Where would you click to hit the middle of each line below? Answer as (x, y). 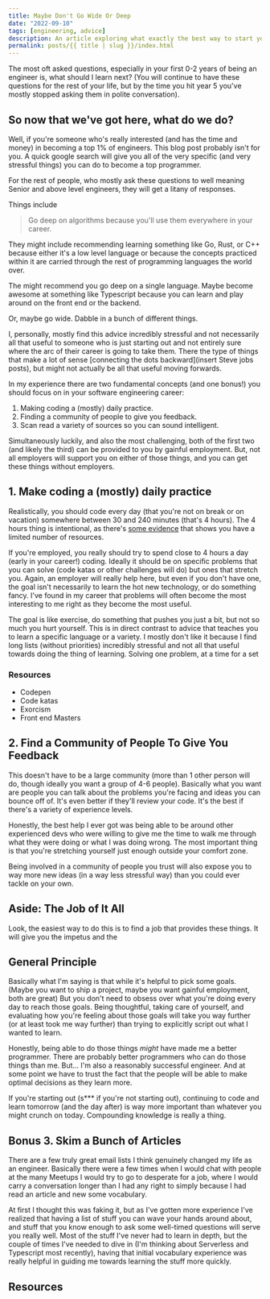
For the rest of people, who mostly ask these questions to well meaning (127, 180)
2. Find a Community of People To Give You (119, 743)
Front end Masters (50, 718)
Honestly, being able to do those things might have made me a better (123, 1048)
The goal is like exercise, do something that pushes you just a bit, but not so (134, 619)
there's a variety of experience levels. (71, 809)
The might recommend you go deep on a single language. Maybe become (131, 285)
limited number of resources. (56, 537)
